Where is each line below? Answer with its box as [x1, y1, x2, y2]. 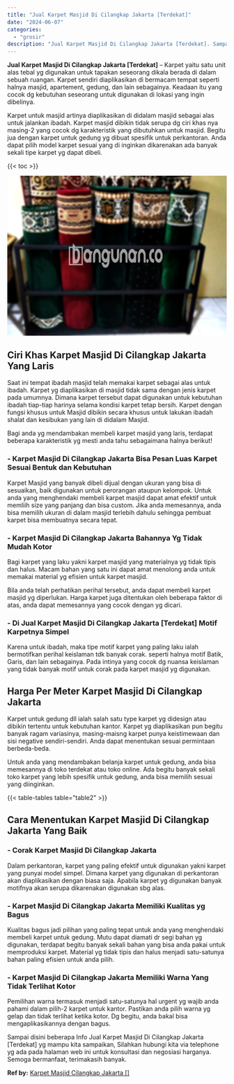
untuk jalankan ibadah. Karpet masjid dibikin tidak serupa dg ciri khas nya [7, 119, 218, 127]
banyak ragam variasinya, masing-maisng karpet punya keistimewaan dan [7, 730, 220, 738]
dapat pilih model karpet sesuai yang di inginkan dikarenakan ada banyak [7, 141, 218, 149]
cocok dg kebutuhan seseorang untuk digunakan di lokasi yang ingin [7, 91, 205, 99]
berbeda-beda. [7, 744, 51, 753]
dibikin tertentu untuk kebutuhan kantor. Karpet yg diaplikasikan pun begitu [7, 722, 223, 730]
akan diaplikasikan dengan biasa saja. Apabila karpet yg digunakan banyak [7, 876, 222, 884]
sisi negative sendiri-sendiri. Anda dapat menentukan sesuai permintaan [7, 737, 215, 746]
